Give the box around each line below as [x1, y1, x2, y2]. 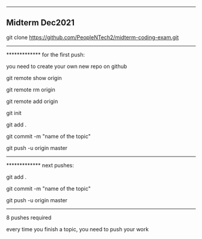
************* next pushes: [6, 161, 74, 169]
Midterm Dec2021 [6, 17, 75, 28]
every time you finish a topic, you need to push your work [6, 225, 149, 232]
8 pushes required [6, 214, 52, 221]
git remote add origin [6, 98, 58, 105]
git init [6, 109, 22, 116]
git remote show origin [6, 74, 62, 81]
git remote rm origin [6, 85, 56, 93]
